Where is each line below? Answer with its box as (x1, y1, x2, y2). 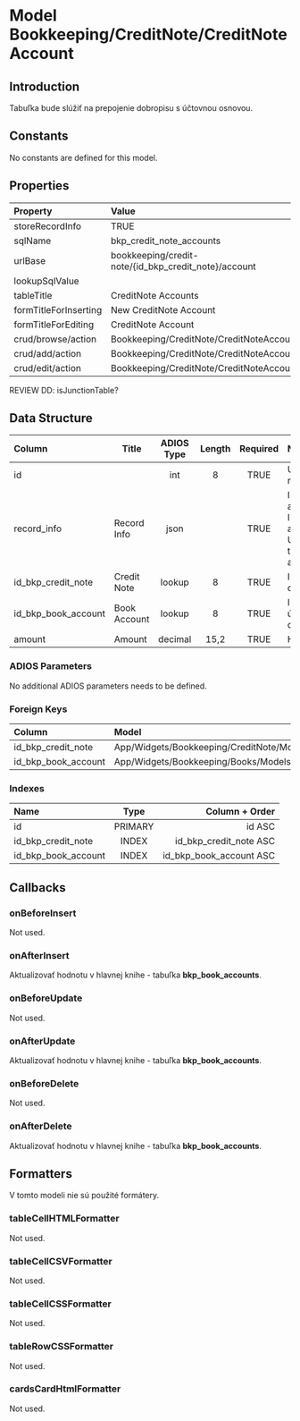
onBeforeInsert (9, 907, 77, 919)
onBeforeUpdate (9, 992, 83, 1004)
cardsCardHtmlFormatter (9, 1383, 121, 1395)
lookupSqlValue (13, 275, 79, 287)
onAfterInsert (9, 949, 70, 961)
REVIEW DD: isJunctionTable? (9, 385, 119, 395)
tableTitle (13, 289, 53, 301)
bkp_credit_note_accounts (110, 234, 221, 247)
